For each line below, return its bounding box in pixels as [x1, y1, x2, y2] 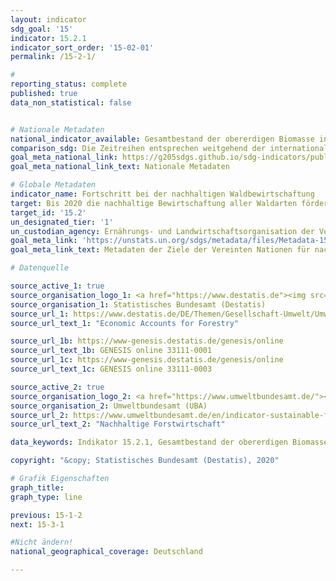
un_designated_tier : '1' [10, 217, 114, 227]
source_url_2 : [10, 410, 70, 420]
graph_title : [10, 482, 65, 493]
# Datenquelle [10, 263, 70, 273]
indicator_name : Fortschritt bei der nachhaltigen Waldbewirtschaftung [10, 189, 315, 199]
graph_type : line [10, 492, 83, 502]
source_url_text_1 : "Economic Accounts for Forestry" [10, 318, 240, 328]
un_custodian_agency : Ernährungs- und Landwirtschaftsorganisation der [10, 226, 315, 236]
